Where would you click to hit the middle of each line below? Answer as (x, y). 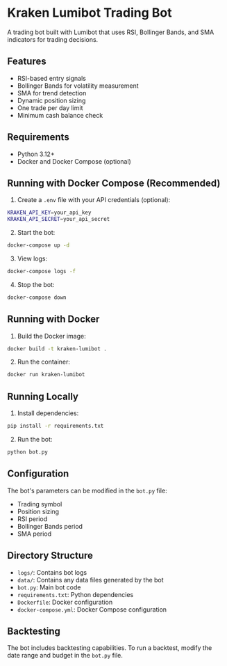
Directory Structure (50, 556)
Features (27, 62)
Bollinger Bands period (50, 526)
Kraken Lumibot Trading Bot (90, 13)
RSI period (32, 519)
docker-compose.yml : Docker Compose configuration (92, 609)
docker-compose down (37, 297)
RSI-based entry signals (52, 78)
